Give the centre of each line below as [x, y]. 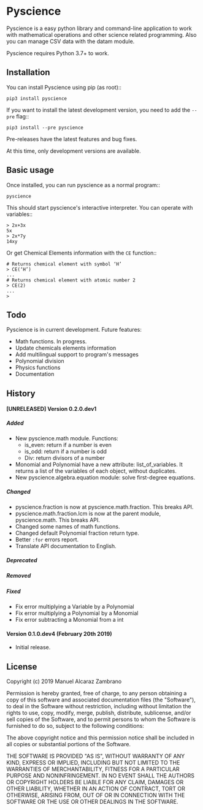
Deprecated [22, 560]
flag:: [23, 116]
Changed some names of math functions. [67, 527]
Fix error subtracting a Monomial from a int [69, 620]
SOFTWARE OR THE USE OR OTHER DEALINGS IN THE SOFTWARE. [92, 802]
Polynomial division [40, 361]
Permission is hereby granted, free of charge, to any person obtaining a [97, 693]
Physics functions [38, 368]
